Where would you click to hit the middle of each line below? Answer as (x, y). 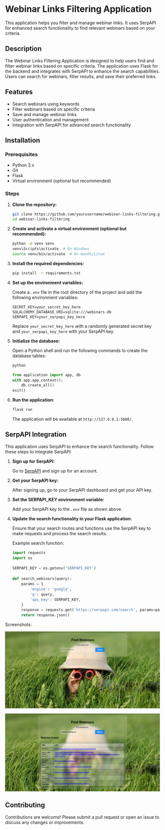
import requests (29, 553)
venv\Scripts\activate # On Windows (51, 249)
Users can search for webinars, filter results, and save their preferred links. (81, 76)
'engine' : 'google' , (51, 589)
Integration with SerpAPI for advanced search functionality (71, 125)
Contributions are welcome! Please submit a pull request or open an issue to (82, 817)
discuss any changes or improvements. (45, 822)
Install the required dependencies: (48, 263)
